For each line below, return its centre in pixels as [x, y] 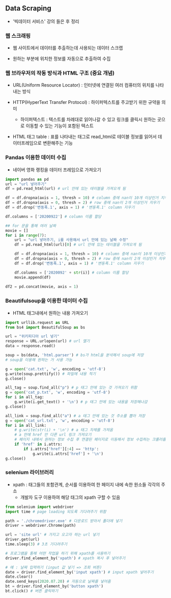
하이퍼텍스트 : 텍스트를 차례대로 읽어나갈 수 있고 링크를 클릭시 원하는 [88, 120]
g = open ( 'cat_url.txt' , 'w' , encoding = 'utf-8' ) [60, 420]
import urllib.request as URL [37, 322]
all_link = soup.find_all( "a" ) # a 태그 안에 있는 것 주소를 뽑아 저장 [75, 416]
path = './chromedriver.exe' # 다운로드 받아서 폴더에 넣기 [64, 521]
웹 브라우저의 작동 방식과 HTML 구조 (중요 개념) [60, 73]
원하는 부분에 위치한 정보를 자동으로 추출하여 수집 [62, 59]
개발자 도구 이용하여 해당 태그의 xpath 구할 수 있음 [70, 497]
